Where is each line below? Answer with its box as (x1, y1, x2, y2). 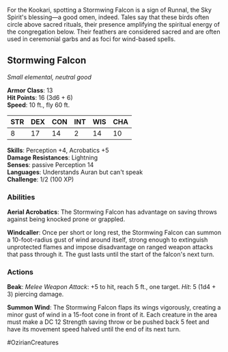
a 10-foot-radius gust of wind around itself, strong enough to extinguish (7, 236, 208, 244)
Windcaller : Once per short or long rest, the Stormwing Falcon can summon (7, 229, 222, 237)
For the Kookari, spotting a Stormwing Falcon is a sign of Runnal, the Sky (7, 6, 212, 14)
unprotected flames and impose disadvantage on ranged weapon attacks (7, 243, 214, 251)
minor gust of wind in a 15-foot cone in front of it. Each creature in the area (7, 311, 217, 319)
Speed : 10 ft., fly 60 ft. (7, 101, 70, 109)
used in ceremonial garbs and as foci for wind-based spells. (7, 35, 176, 43)
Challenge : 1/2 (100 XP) (7, 175, 74, 184)
